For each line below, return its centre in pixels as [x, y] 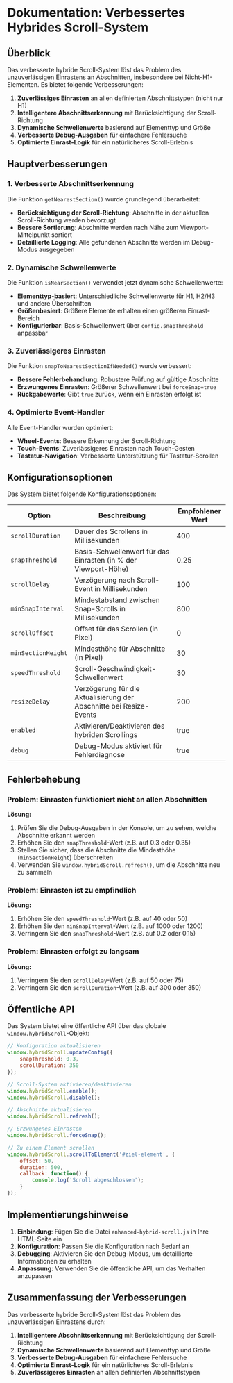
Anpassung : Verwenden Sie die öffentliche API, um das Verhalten [111, 1268]
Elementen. [23, 84]
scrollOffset [32, 633]
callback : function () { [54, 1174]
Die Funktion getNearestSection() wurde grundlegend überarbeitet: [104, 199]
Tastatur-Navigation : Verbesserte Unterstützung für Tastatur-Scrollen [118, 456]
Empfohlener [200, 511]
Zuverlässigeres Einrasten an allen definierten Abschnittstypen [109, 1372]
